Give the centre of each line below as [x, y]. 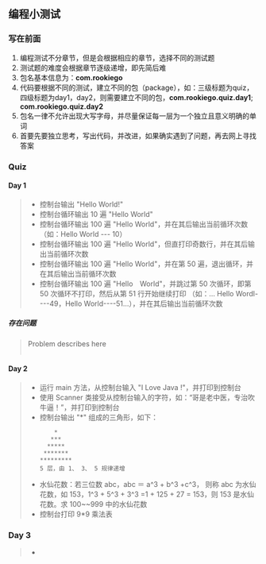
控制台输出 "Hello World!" [81, 204]
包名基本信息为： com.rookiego [71, 77]
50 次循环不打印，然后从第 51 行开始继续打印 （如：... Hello [137, 293]
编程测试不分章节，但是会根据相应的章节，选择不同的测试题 [117, 57]
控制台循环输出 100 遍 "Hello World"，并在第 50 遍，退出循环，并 [146, 264]
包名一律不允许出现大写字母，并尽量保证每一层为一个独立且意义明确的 [135, 116]
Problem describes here [67, 343]
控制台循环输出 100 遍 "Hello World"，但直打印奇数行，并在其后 [144, 244]
